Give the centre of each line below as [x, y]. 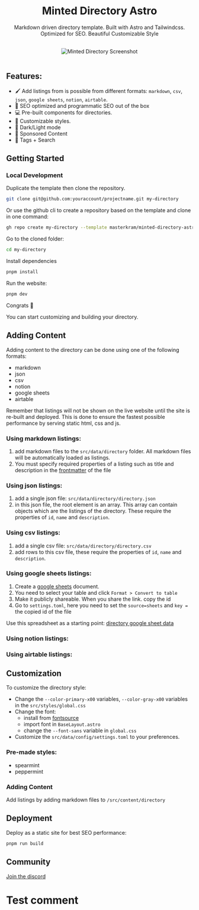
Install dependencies [32, 261]
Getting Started [35, 158]
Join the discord [26, 876]
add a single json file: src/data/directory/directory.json [85, 498]
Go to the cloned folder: [35, 239]
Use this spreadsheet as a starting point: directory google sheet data [90, 623]
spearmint [27, 765]
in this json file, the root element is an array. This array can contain [96, 505]
